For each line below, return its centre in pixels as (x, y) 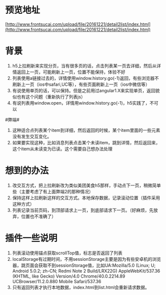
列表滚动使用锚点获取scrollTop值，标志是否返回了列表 (67, 253)
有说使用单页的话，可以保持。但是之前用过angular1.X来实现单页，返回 (84, 90)
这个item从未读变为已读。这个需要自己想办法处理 (62, 149)
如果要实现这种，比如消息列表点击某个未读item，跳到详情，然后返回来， (86, 142)
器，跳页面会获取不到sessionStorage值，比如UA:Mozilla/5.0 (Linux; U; (84, 265)
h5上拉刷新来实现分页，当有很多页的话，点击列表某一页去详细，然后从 (84, 65)
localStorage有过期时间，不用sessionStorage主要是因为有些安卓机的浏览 (86, 259)
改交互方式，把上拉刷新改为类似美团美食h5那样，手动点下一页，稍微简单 (86, 185)
